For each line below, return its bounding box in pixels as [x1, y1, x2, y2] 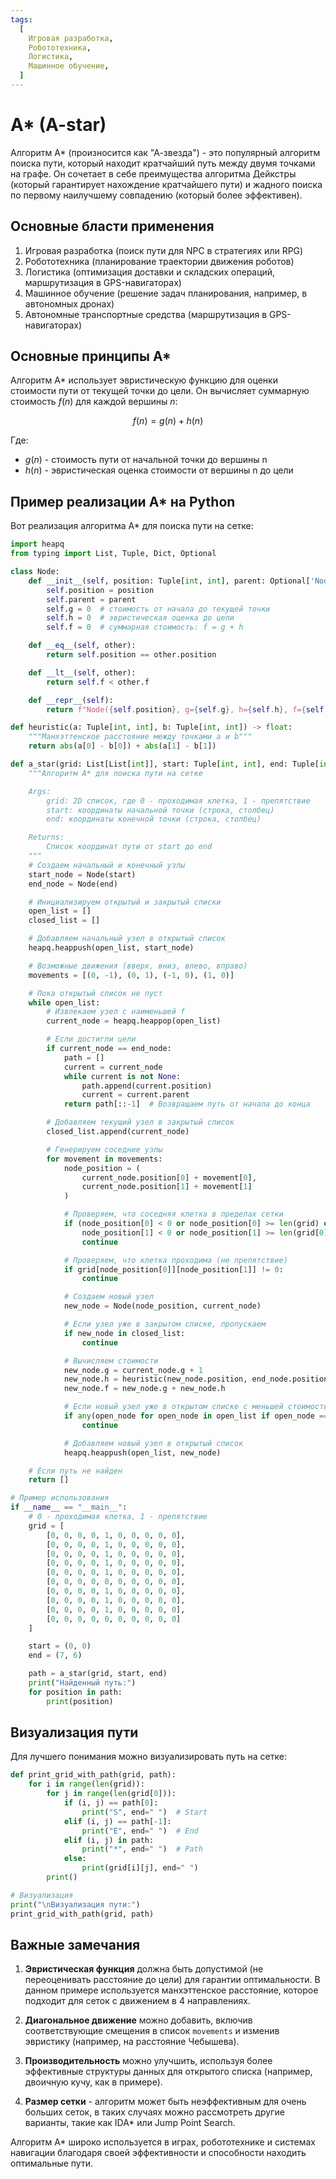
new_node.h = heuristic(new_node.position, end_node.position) [63, 1374, 333, 1385]
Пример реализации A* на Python [10, 493, 236, 510]
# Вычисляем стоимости [63, 1356, 159, 1366]
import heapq [10, 539, 65, 550]
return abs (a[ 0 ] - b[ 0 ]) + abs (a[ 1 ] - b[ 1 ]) [28, 741, 217, 751]
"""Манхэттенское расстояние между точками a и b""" [28, 732, 253, 742]
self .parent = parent [46, 594, 137, 605]
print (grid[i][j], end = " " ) [81, 1863, 199, 1873]
